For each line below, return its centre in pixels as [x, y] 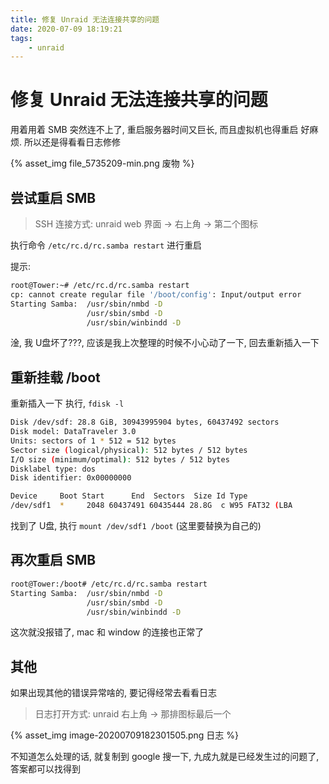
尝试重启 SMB [53, 197]
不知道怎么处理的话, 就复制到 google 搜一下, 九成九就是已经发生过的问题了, [165, 757]
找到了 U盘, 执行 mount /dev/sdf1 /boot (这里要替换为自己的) [136, 526]
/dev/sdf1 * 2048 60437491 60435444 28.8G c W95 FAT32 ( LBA [151, 506]
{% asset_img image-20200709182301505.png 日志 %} [125, 735]
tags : [21, 38]
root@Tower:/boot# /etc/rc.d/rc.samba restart [109, 584]
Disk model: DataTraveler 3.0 [73, 432]
